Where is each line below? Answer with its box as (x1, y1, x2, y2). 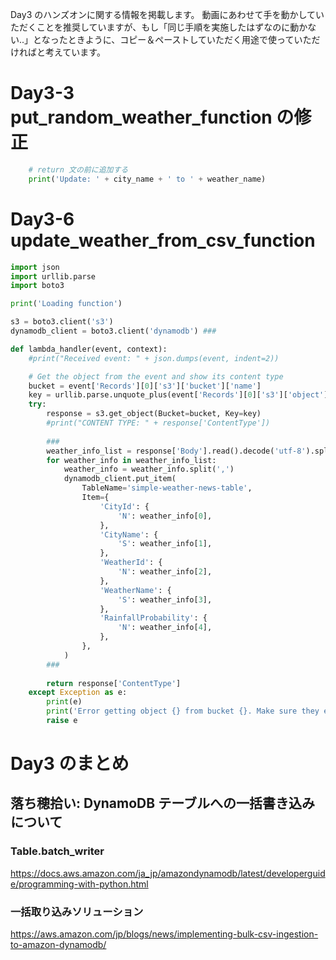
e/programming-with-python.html (10, 878, 149, 890)
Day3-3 (10, 82, 75, 105)
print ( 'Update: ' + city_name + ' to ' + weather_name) (28, 174, 267, 184)
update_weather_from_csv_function (10, 229, 316, 252)
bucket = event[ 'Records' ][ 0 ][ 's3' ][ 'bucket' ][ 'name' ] (28, 381, 262, 391)
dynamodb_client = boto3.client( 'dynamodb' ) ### (10, 326, 217, 336)
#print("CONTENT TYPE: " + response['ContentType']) (46, 418, 271, 428)
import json (10, 262, 60, 272)
